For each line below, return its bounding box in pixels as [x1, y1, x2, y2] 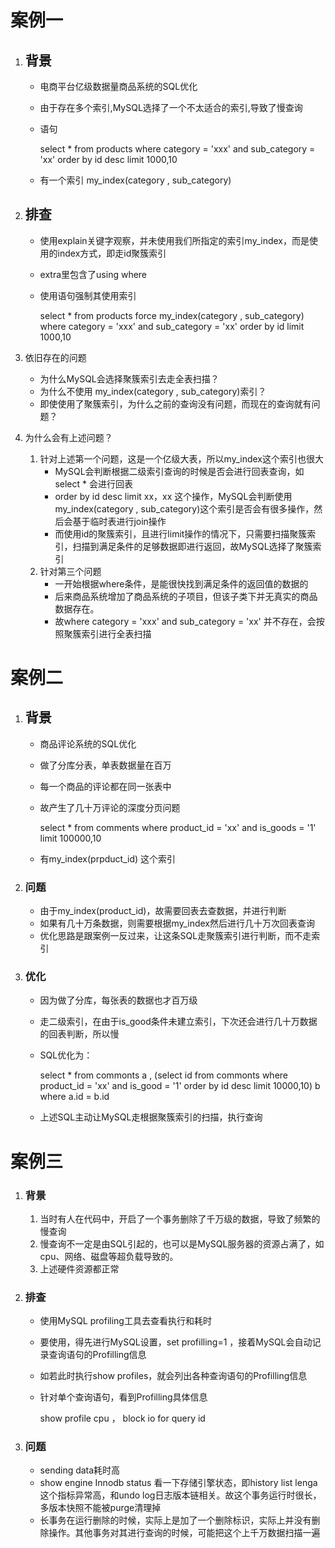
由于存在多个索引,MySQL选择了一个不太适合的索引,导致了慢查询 [39, 102, 303, 113]
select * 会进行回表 [54, 477, 133, 490]
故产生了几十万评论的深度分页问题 [39, 801, 181, 813]
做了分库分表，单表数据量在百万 [39, 759, 172, 771]
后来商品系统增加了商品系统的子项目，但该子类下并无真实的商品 [54, 590, 318, 602]
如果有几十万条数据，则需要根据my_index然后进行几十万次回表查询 [39, 917, 315, 930]
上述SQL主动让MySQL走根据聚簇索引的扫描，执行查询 [39, 1111, 263, 1123]
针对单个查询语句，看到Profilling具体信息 [39, 1391, 208, 1403]
